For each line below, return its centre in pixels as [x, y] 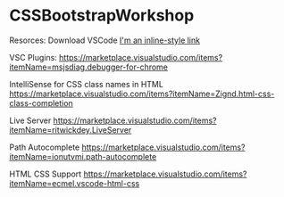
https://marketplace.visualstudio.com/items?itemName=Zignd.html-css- [142, 94]
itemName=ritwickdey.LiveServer [71, 129]
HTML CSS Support [46, 174]
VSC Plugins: [33, 57]
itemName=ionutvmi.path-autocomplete [83, 156]
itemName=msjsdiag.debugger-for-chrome [88, 67]
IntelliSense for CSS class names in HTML [86, 84]
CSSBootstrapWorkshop [102, 16]
